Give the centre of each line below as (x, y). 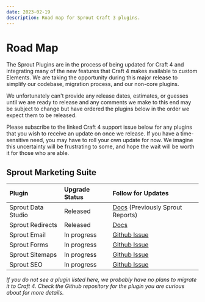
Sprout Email (27, 235)
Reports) (125, 215)
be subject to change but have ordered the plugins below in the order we (98, 109)
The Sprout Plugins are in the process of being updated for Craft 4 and (95, 65)
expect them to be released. (42, 115)
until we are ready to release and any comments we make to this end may (99, 102)
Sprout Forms (29, 245)
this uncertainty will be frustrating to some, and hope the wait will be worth (100, 146)
